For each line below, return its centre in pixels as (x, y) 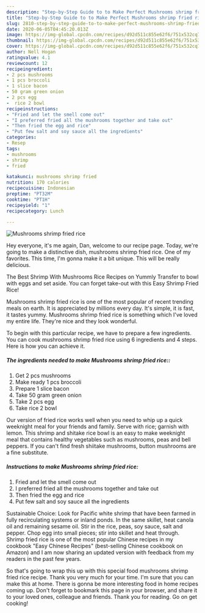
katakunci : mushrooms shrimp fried (52, 177)
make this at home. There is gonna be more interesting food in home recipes (102, 584)
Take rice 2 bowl (36, 408)
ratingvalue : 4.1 (28, 58)
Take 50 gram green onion (49, 395)
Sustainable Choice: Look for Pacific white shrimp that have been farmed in (101, 513)
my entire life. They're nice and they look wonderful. (72, 322)
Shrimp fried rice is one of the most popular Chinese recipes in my (90, 540)
